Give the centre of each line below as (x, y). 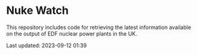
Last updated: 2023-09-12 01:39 (47, 45)
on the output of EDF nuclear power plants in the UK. (72, 33)
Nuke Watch (38, 11)
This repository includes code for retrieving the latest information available (99, 27)
